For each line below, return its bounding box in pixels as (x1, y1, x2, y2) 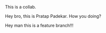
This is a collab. (5, 4, 36, 10)
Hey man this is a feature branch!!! (5, 22, 74, 28)
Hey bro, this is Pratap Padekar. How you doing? (5, 13, 102, 19)
